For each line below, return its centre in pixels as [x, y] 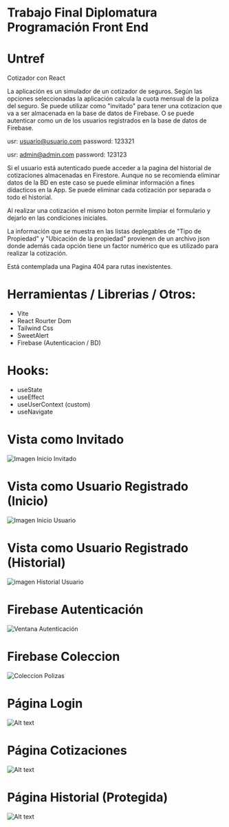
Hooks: [28, 371]
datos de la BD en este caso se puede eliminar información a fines [101, 183]
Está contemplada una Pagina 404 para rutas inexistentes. [90, 267]
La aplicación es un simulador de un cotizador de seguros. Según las [105, 92]
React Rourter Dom [44, 321]
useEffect [31, 397]
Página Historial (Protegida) [88, 797]
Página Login [45, 703]
